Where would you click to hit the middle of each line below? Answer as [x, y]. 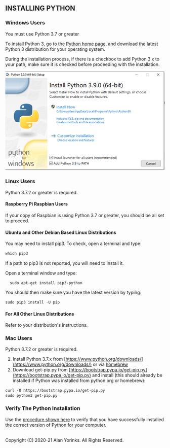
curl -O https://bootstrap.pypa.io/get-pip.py [55, 391]
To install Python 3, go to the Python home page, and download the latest [82, 44]
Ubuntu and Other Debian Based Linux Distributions [61, 232]
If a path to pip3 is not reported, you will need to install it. [65, 263]
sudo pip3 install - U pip [32, 302]
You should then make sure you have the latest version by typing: [73, 292]
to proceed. [17, 221]
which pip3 [17, 254]
